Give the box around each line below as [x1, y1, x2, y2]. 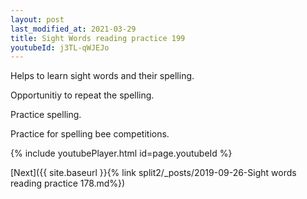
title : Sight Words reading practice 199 [10, 33, 186, 43]
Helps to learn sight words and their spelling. [10, 70, 195, 82]
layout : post [10, 14, 65, 25]
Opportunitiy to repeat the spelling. [10, 89, 155, 101]
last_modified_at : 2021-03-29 [10, 24, 137, 34]
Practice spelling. [10, 109, 82, 121]
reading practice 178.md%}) [10, 177, 126, 190]
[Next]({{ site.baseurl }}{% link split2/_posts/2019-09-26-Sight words [10, 167, 297, 179]
